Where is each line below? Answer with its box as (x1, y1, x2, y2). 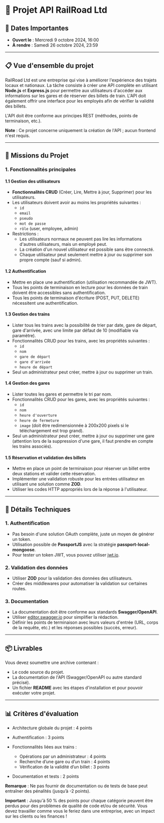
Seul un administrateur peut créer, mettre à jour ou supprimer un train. (12, 369, 153, 375)
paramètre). (12, 332, 36, 338)
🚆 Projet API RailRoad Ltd (5, 4, 107, 16)
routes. (12, 586, 27, 592)
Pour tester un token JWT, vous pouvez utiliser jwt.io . (12, 552, 120, 558)
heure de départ (19, 365, 53, 370)
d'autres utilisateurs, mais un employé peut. (19, 241, 107, 247)
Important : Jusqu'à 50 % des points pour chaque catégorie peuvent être (5, 797, 153, 804)
